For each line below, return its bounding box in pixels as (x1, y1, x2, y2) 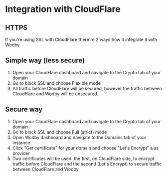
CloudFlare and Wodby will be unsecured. (12, 91, 99, 97)
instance (12, 140, 30, 146)
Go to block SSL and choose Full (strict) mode (12, 129, 107, 135)
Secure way (5, 105, 43, 114)
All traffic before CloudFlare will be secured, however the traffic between (12, 85, 163, 91)
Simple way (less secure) (5, 56, 85, 65)
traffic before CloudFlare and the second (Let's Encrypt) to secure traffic (12, 161, 162, 167)
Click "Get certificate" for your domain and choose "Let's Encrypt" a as (12, 145, 159, 151)
